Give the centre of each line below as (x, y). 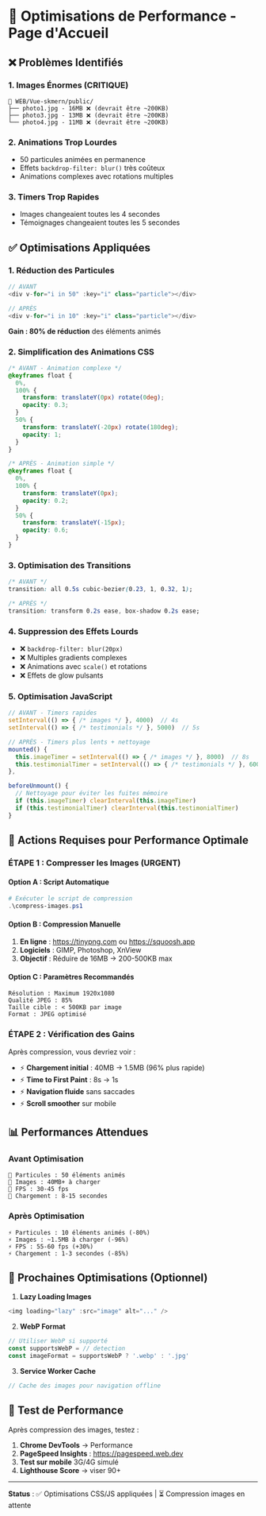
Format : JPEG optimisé (47, 1015)
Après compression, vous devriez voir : (72, 1051)
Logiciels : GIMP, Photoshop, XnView (80, 950)
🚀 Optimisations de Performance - (122, 16)
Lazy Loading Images (55, 1297)
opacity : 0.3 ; (46, 405)
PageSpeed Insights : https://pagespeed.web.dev (101, 1453)
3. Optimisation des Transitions (70, 565)
